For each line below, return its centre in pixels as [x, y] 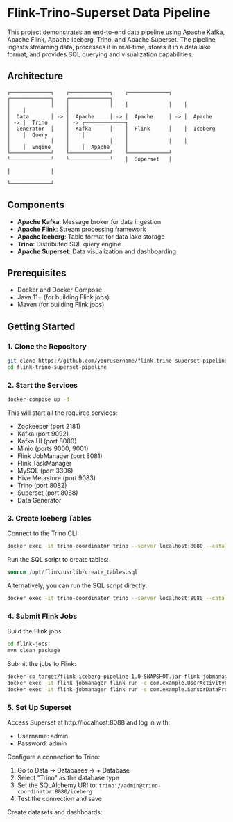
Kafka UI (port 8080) [47, 441]
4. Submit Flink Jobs [42, 616]
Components [36, 205]
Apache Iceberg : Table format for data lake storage [91, 236]
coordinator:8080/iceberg [54, 791]
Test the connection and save [59, 798]
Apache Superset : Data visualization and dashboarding [97, 251]
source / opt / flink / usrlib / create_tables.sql [72, 572]
